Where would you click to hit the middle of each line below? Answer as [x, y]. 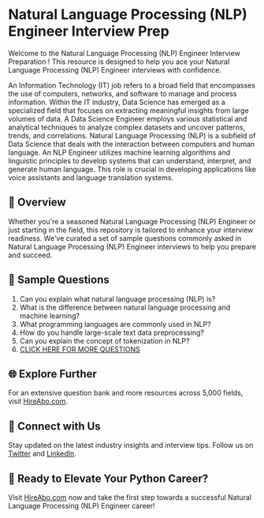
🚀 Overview [37, 203]
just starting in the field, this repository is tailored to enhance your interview [131, 230]
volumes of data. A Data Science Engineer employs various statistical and [128, 118]
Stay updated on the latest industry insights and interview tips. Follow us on [131, 445]
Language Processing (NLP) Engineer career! [82, 506]
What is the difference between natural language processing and [125, 307]
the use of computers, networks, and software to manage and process [123, 93]
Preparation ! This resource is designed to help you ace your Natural [119, 62]
